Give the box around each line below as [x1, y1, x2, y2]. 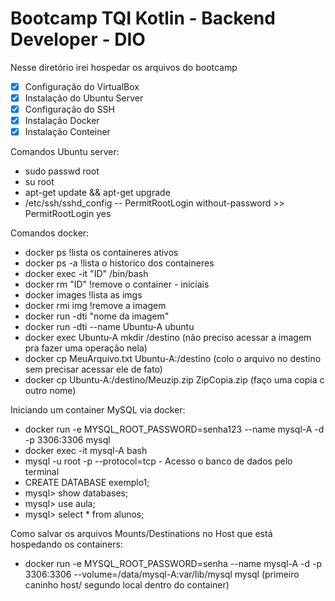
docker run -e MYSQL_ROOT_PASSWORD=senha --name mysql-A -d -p [24, 558, 322, 570]
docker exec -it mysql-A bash [24, 445, 148, 457]
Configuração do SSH [24, 103, 115, 116]
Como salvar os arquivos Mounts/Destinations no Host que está [10, 528, 273, 540]
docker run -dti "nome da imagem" [24, 310, 170, 322]
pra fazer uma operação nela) [24, 342, 148, 354]
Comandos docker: [10, 227, 90, 239]
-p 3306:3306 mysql [24, 434, 111, 446]
